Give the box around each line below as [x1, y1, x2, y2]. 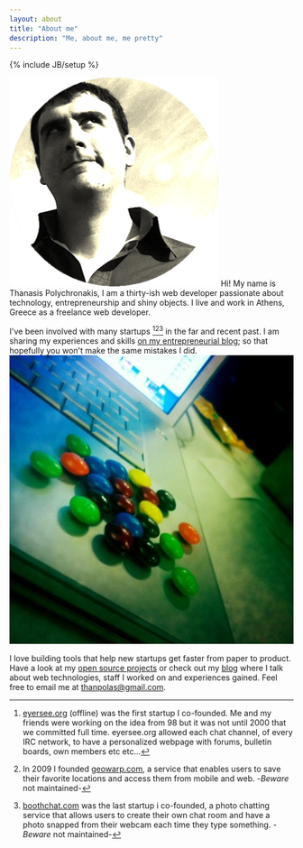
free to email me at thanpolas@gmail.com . [9, 682, 167, 693]
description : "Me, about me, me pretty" [9, 33, 164, 42]
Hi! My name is [220, 278, 277, 289]
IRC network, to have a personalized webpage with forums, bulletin [22, 736, 272, 748]
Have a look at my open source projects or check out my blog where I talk [9, 663, 284, 674]
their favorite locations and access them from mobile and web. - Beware [22, 773, 289, 784]
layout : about [9, 14, 63, 23]
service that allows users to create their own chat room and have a [22, 810, 271, 821]
